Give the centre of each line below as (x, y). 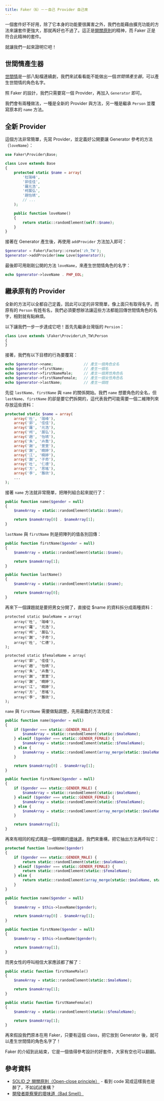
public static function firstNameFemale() (49, 1002)
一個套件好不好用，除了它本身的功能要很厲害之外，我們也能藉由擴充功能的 (80, 24)
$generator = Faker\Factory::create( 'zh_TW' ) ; (53, 251)
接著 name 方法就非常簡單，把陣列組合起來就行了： (56, 492)
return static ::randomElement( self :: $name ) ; (69, 223)
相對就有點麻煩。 (31, 316)
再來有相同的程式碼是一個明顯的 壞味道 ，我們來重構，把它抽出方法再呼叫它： (82, 839)
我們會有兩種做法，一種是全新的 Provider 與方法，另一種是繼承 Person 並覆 (80, 103)
